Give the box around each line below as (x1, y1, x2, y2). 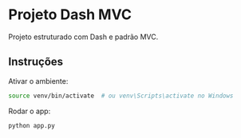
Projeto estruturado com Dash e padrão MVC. (8, 32, 159, 41)
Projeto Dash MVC (8, 6, 132, 24)
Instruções (8, 55, 64, 69)
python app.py (8, 121, 56, 129)
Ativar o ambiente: (8, 76, 69, 85)
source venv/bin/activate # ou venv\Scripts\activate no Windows (8, 92, 234, 100)
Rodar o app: (8, 106, 51, 116)
